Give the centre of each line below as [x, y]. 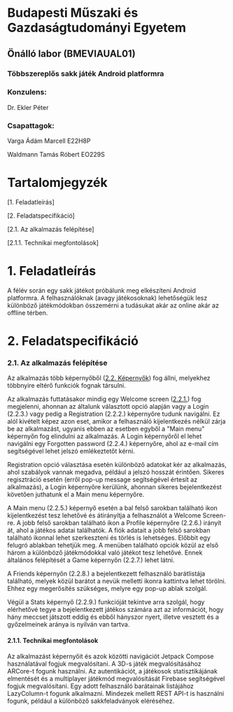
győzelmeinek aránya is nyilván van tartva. [69, 624]
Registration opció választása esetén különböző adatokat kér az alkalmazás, [117, 465]
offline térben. [28, 312]
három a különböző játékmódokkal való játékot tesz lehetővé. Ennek [105, 553]
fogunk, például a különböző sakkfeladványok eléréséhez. [91, 701]
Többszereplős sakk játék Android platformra [86, 74]
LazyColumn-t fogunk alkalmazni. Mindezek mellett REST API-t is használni [116, 693]
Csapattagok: [31, 125]
